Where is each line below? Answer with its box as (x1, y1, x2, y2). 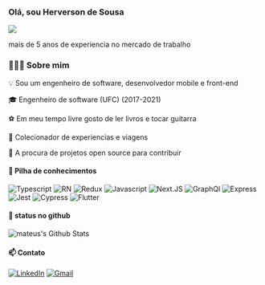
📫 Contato (8, 247, 46, 257)
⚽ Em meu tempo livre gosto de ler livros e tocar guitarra (8, 113, 197, 123)
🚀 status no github (8, 211, 71, 221)
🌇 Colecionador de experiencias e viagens (8, 132, 149, 142)
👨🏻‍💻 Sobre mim (8, 59, 70, 71)
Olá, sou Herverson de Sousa (8, 6, 124, 18)
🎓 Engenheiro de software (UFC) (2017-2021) (8, 95, 161, 104)
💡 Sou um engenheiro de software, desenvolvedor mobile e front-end (8, 78, 238, 88)
